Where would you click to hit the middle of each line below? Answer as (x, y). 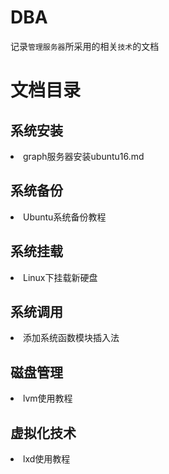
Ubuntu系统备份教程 (65, 217)
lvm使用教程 (48, 398)
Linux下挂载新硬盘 (60, 277)
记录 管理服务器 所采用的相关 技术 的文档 (85, 46)
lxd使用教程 (47, 459)
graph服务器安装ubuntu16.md (84, 156)
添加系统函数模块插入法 (71, 338)
